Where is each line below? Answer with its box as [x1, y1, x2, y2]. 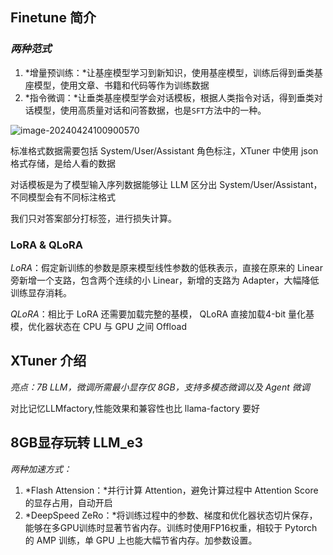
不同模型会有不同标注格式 [10, 191, 116, 203]
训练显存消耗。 [10, 286, 72, 298]
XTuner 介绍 [10, 353, 87, 370]
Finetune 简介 [10, 9, 97, 27]
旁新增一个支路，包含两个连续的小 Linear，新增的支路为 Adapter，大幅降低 [10, 274, 320, 286]
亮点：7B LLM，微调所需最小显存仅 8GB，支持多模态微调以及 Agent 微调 [10, 381, 310, 393]
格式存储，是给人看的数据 [10, 157, 116, 169]
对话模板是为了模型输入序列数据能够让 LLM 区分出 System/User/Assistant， [10, 178, 323, 190]
